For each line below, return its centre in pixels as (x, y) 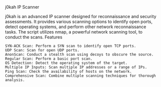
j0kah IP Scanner (22, 7)
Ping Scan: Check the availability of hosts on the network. (69, 71)
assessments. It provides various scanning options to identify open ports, (79, 22)
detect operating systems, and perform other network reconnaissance (76, 27)
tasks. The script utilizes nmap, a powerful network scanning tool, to (74, 32)
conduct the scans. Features (34, 37)
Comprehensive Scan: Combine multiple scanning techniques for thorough (80, 76)
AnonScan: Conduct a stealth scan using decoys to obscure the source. (79, 54)
